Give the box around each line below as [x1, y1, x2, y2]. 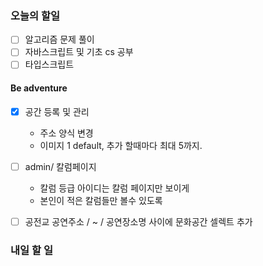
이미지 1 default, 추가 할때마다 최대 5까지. [39, 139, 203, 151]
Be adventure [10, 82, 68, 94]
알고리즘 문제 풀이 [24, 33, 95, 46]
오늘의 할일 [10, 8, 61, 22]
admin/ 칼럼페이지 [24, 160, 97, 172]
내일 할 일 [10, 243, 53, 257]
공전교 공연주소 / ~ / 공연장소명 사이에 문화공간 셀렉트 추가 [24, 215, 253, 227]
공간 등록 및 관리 [24, 105, 90, 117]
